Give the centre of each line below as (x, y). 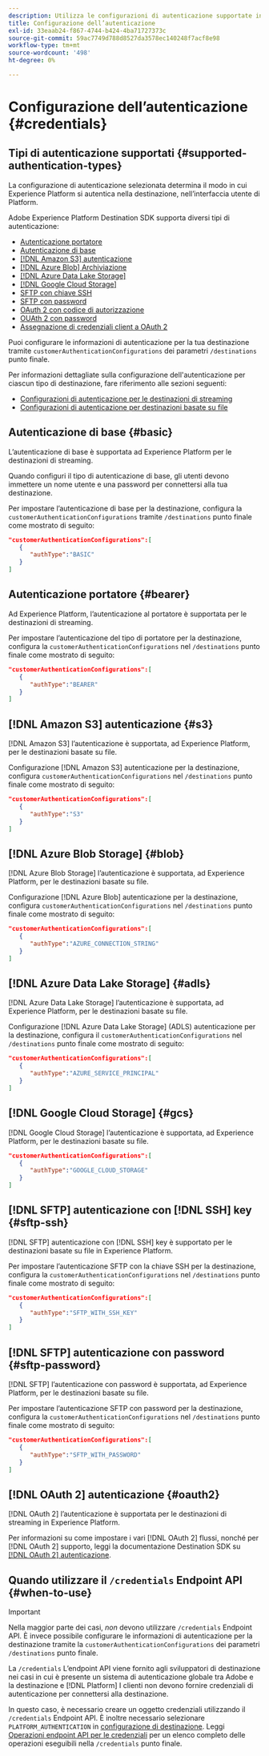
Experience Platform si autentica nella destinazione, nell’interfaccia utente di (134, 194)
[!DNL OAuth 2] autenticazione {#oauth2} (114, 1495)
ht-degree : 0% (32, 61)
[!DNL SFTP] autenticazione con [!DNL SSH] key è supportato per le (120, 1242)
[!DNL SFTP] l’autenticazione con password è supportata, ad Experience (128, 1384)
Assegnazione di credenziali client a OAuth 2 (94, 327)
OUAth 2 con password (58, 318)
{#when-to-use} (50, 1592)
